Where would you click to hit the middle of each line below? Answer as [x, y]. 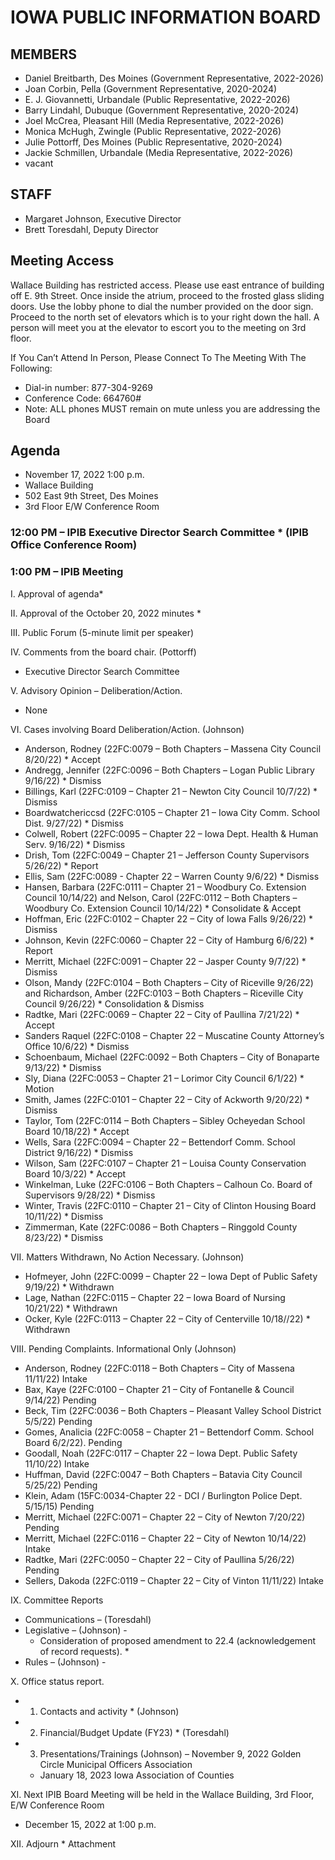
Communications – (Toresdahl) [88, 1619]
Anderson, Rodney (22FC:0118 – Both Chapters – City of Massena [159, 1368]
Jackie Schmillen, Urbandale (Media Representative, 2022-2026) [159, 152]
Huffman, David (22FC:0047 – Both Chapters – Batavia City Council [163, 1474]
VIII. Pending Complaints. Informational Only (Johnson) [123, 1348]
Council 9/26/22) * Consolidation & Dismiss [114, 1003]
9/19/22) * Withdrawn [69, 1287]
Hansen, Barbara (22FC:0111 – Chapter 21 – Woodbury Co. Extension [165, 887]
